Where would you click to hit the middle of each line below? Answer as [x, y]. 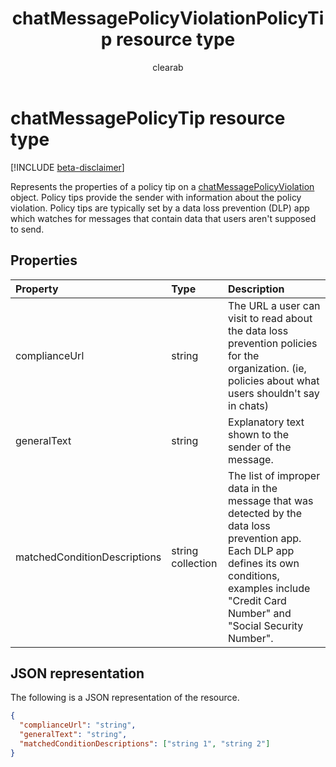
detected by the [265, 513]
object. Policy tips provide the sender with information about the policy [156, 197]
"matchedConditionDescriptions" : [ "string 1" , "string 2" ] [145, 743]
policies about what [274, 380]
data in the [253, 488]
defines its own [264, 563]
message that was [271, 500]
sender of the [260, 447]
